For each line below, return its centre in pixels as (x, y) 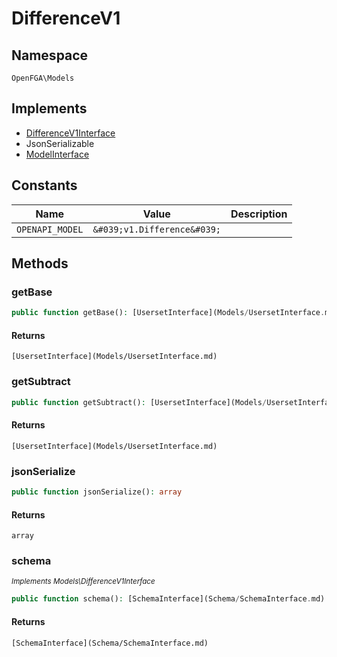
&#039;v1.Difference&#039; (157, 229)
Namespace (50, 55)
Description (259, 214)
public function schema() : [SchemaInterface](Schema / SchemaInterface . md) (168, 599)
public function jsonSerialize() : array (97, 492)
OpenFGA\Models (43, 78)
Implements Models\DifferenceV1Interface (83, 582)
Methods (40, 263)
